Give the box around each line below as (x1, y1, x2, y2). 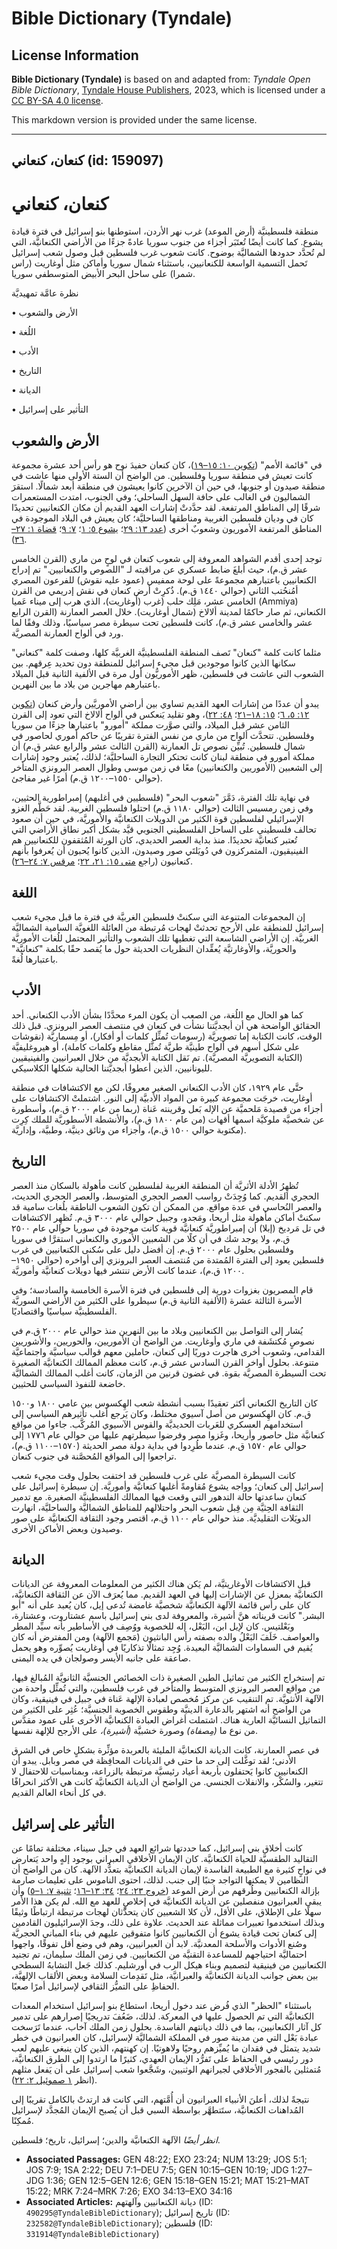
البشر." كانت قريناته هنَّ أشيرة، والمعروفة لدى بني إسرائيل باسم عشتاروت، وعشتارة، (11, 1610, 325, 1622)
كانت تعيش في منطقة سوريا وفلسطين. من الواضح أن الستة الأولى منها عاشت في (11, 470, 313, 482)
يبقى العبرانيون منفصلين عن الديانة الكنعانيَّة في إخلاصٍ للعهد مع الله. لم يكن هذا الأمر (11, 1895, 323, 1907)
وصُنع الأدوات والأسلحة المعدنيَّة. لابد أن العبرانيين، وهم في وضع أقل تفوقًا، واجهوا (11, 1938, 308, 1950)
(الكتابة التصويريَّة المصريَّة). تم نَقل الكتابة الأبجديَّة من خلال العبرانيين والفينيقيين (11, 1051, 303, 1063)
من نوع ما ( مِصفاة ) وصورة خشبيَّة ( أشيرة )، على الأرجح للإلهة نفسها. (11, 1725, 259, 1737)
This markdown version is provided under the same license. (11, 114, 258, 126)
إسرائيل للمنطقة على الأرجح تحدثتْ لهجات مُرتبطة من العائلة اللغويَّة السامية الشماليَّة (11, 921, 324, 933)
